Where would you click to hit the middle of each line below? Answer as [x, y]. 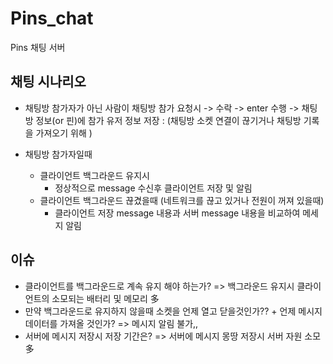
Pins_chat [52, 18]
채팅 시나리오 [48, 82]
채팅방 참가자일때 [58, 154]
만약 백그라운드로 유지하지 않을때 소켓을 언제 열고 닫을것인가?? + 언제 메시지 [173, 311]
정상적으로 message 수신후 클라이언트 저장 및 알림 [153, 188]
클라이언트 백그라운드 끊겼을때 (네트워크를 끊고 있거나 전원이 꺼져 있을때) [182, 200]
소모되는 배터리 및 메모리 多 [105, 298]
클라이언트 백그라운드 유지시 [94, 175]
